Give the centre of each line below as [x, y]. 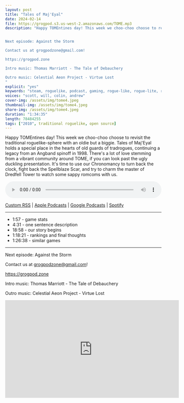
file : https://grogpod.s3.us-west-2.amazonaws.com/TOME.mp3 [69, 24]
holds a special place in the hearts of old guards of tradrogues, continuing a [83, 148]
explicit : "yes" [22, 87]
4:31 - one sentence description [45, 225]
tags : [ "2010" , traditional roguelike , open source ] [61, 124]
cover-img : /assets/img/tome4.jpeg [42, 101]
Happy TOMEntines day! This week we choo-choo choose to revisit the [78, 137]
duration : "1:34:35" [27, 114]
